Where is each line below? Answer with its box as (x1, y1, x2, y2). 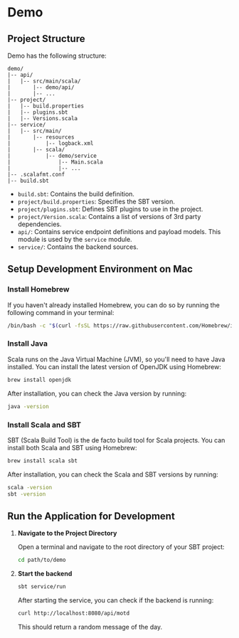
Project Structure (7, 33, 85, 45)
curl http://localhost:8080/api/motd (17, 610, 130, 617)
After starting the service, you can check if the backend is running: (17, 596, 214, 605)
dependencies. (17, 220, 62, 228)
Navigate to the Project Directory (17, 529, 117, 538)
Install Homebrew (7, 285, 70, 294)
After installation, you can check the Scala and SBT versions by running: (7, 470, 218, 479)
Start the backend (17, 570, 73, 578)
